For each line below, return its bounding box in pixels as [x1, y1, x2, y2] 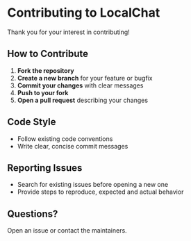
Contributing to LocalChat [7, 5, 160, 21]
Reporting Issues [7, 162, 83, 174]
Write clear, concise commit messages [17, 142, 128, 150]
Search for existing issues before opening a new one [17, 181, 169, 189]
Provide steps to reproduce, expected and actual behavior [17, 188, 184, 196]
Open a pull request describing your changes [17, 96, 148, 104]
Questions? [7, 208, 58, 219]
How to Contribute [7, 48, 89, 60]
